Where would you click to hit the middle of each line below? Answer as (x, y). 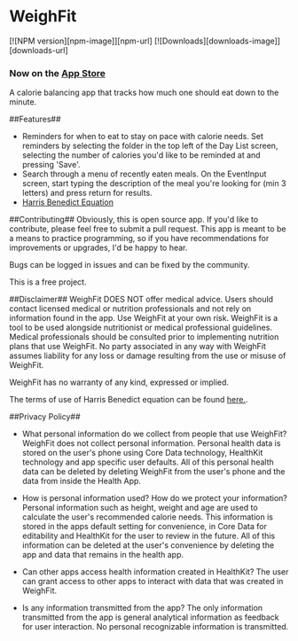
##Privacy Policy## (45, 417)
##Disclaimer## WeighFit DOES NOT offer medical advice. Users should (141, 300)
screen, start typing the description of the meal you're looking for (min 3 (154, 184)
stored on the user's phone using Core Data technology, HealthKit (142, 453)
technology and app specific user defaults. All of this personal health (148, 462)
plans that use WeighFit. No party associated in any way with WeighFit (137, 347)
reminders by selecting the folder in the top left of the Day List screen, (150, 146)
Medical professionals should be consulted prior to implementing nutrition (144, 337)
